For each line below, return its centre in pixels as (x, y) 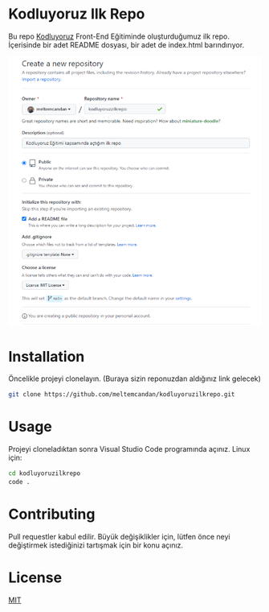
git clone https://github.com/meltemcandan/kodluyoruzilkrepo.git (122, 395)
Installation (47, 356)
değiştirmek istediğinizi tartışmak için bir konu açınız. (96, 545)
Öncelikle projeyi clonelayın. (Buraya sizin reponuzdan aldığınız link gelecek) (134, 378)
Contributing (52, 514)
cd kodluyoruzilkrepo (45, 473)
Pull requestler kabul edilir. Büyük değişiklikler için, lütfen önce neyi (119, 536)
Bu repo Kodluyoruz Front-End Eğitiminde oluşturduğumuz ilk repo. (119, 36)
